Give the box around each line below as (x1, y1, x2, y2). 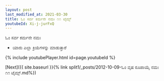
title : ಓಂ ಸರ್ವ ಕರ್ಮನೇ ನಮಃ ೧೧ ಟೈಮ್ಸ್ (5, 16, 72, 21)
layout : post (5, 7, 32, 12)
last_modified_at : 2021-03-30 (5, 12, 68, 17)
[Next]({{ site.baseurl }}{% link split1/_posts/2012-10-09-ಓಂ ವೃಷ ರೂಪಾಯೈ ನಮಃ (5, 64, 159, 70)
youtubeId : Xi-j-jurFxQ (5, 21, 55, 26)
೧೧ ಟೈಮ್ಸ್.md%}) (5, 70, 36, 76)
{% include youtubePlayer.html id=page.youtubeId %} (5, 55, 116, 61)
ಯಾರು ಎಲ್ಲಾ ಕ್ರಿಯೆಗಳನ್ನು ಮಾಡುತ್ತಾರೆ (12, 45, 67, 51)
